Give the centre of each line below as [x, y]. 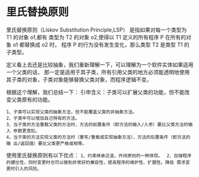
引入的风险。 [28, 169]
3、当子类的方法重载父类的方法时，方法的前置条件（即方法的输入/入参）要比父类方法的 [97, 124]
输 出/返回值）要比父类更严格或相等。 [47, 143]
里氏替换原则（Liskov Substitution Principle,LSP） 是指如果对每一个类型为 [97, 30]
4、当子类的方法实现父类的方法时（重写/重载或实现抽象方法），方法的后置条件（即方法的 [98, 137]
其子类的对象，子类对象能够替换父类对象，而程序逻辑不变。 [79, 79]
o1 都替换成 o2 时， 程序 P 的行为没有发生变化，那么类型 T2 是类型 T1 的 [101, 45]
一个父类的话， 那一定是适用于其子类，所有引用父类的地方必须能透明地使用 [98, 72]
